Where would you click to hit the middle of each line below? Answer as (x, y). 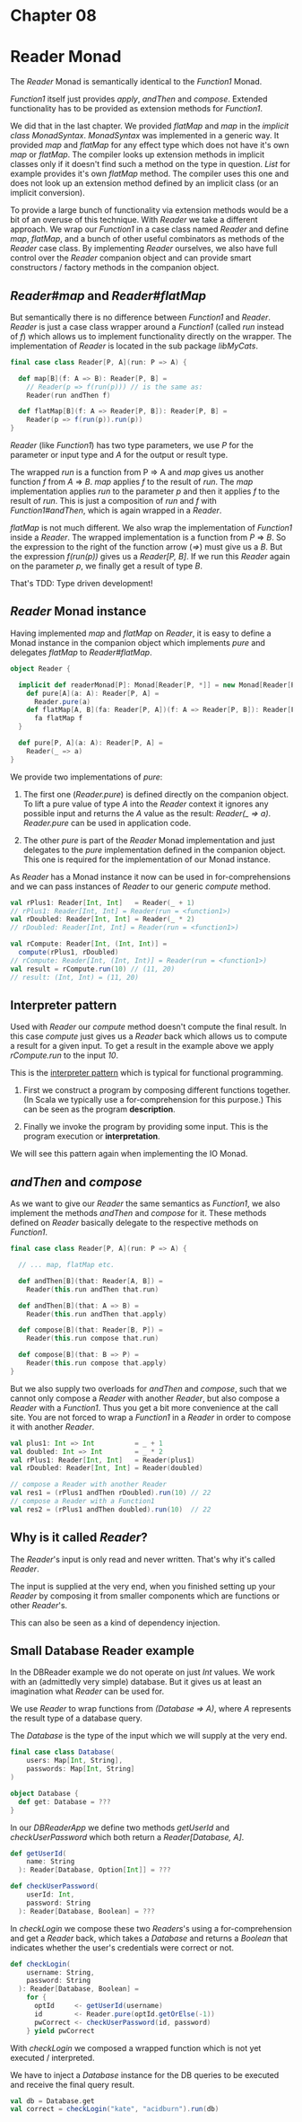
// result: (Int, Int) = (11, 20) (75, 977)
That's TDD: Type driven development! (82, 584)
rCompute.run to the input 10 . (65, 1055)
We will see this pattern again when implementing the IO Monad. (129, 1154)
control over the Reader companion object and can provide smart (131, 258)
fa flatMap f (58, 718)
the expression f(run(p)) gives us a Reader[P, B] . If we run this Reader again (150, 557)
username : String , (60, 1972)
